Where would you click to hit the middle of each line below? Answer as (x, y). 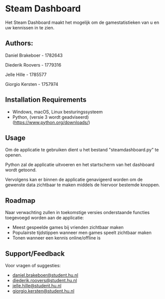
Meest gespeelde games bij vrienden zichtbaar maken (68, 227)
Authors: (19, 43)
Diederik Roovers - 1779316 (33, 65)
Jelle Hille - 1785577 (26, 75)
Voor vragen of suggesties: (33, 265)
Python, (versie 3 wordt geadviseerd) (50, 117)
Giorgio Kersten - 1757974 (32, 84)
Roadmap (20, 200)
